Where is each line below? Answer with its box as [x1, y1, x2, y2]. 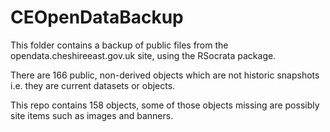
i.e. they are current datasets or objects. [10, 79, 176, 91]
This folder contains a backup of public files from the [10, 39, 229, 51]
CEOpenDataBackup [10, 6, 184, 29]
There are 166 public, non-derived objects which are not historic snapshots [10, 69, 320, 81]
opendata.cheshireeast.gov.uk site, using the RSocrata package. [10, 49, 277, 61]
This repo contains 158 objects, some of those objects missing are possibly [10, 99, 320, 111]
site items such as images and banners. [10, 109, 174, 121]
